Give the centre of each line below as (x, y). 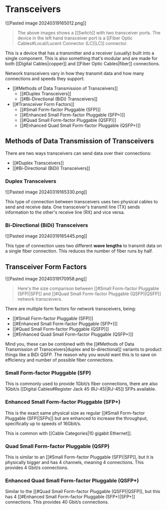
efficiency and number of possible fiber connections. (60, 360)
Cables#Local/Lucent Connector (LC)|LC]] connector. (73, 43)
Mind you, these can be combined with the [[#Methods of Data (70, 344)
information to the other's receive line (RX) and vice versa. (65, 212)
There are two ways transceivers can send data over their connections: (78, 153)
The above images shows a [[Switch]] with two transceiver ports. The (89, 32)
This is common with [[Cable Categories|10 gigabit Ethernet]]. (69, 433)
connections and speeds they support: (45, 78)
